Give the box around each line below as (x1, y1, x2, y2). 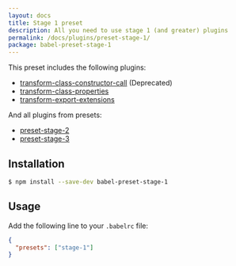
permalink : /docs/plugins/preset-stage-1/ (8, 33, 150, 42)
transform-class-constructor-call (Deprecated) (19, 78, 173, 88)
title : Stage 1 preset (8, 19, 83, 27)
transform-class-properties (19, 86, 109, 96)
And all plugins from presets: (8, 110, 102, 120)
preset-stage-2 (19, 126, 70, 135)
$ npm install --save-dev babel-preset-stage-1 (8, 177, 169, 186)
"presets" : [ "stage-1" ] (15, 243, 93, 252)
